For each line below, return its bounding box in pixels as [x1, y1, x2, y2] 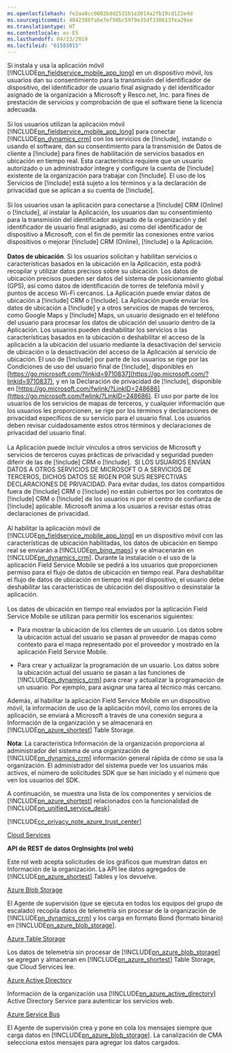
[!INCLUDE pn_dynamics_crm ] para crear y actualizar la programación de [17, 675, 224, 684]
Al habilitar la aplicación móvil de [7, 524, 101, 532]
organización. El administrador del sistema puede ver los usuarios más [7, 761, 209, 770]
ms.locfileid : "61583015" [7, 42, 81, 49]
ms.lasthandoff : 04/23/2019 [7, 36, 88, 43]
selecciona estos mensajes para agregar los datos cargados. [7, 1038, 181, 1046]
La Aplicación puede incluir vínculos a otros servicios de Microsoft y [7, 443, 202, 451]
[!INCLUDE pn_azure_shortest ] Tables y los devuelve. [7, 873, 157, 880]
